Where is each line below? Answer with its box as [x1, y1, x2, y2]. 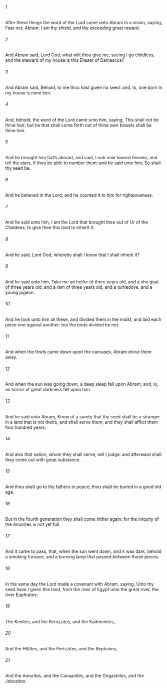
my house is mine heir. [5, 89, 51, 95]
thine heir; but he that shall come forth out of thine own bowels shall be [5, 122, 152, 128]
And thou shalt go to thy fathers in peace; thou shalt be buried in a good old [5, 484, 161, 490]
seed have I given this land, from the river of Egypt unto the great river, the [5, 586, 159, 592]
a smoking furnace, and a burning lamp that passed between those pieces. [5, 554, 160, 560]
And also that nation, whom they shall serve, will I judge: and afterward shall [5, 451, 161, 457]
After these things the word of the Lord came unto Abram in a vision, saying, [5, 20, 162, 26]
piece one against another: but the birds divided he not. [5, 322, 120, 328]
